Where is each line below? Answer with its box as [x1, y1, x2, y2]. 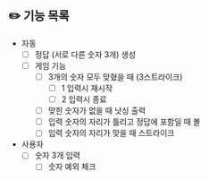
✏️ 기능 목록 [8, 8, 70, 24]
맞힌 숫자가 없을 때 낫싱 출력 [47, 106, 146, 116]
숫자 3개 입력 [34, 150, 81, 161]
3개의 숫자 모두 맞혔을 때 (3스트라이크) [47, 71, 183, 82]
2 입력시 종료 [61, 94, 107, 105]
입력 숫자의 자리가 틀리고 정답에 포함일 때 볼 [47, 116, 201, 127]
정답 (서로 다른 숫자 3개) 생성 [34, 48, 136, 60]
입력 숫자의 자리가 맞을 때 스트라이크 [47, 128, 175, 139]
